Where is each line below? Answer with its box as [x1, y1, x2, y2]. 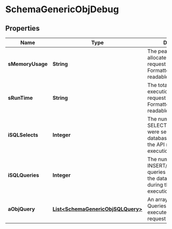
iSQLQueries [8, 172, 39, 178]
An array [147, 196, 168, 203]
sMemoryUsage [8, 60, 48, 67]
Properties [5, 24, 40, 33]
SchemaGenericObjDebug [5, 4, 119, 15]
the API [147, 141, 165, 148]
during [147, 181, 163, 188]
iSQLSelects [8, 131, 38, 139]
